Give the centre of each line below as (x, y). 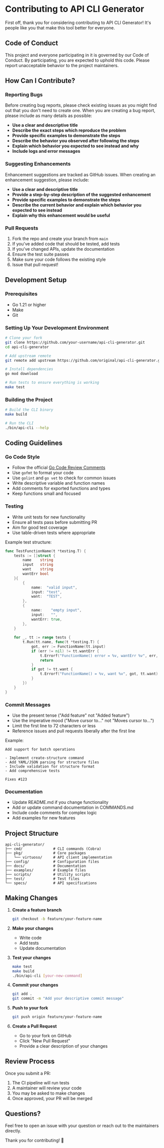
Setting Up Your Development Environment (57, 328)
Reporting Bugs (24, 95)
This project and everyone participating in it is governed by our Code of (77, 55)
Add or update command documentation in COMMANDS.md (73, 808)
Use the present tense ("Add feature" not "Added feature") (71, 715)
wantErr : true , (47, 619)
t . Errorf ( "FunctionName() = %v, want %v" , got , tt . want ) (99, 674)
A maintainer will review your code (47, 1088)
